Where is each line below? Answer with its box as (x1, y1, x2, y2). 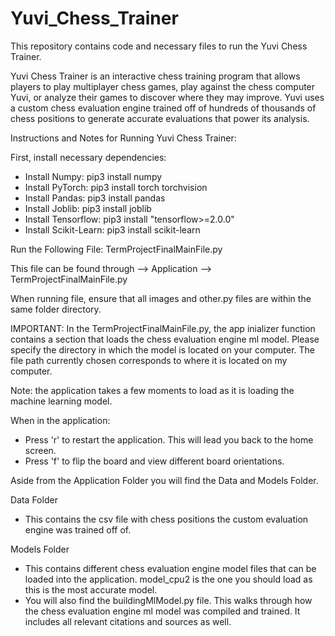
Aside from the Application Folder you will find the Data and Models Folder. (10, 474, 319, 486)
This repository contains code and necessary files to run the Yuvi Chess (10, 40, 308, 52)
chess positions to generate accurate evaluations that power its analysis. (10, 112, 310, 124)
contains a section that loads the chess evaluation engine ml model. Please (10, 333, 320, 345)
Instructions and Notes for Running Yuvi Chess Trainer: (10, 132, 237, 144)
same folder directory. (10, 303, 102, 315)
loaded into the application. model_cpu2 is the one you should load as (24, 573, 313, 585)
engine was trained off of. (24, 523, 132, 536)
